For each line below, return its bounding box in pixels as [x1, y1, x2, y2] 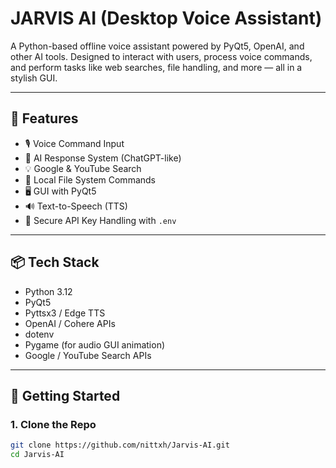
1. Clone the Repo [10, 417, 97, 431]
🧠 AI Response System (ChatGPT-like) [24, 152, 182, 164]
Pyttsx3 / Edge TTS [24, 307, 106, 319]
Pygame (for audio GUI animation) [24, 338, 166, 351]
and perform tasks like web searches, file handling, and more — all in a [10, 61, 303, 73]
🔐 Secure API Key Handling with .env [24, 214, 177, 226]
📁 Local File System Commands [24, 173, 156, 186]
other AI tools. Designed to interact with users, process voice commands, [10, 50, 313, 62]
